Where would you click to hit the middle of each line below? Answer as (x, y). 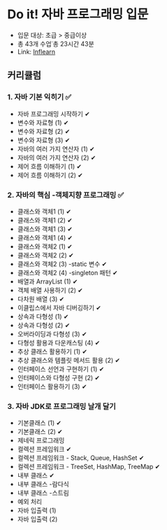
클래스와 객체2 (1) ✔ (45, 246)
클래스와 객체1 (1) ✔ (44, 211)
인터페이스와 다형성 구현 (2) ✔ (58, 377)
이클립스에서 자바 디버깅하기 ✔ (59, 307)
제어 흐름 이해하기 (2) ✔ (50, 175)
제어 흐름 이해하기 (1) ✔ (50, 166)
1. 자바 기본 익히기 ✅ (39, 97)
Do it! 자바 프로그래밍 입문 (78, 14)
